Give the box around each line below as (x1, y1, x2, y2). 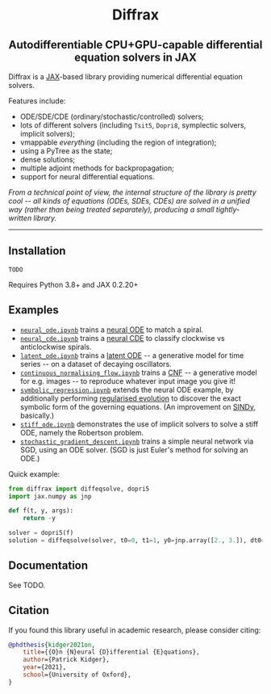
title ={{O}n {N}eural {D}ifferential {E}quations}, (23, 648, 200, 656)
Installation (8, 244, 66, 258)
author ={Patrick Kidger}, (23, 656, 110, 664)
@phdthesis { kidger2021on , (8, 641, 95, 649)
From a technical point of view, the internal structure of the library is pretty (8, 187, 256, 197)
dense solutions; (19, 155, 75, 164)
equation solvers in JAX (73, 50, 198, 64)
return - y (23, 515, 56, 523)
